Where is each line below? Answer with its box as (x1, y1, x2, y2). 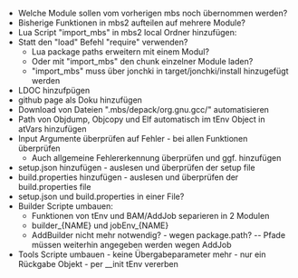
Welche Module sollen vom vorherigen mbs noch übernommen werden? (17, 8, 288, 18)
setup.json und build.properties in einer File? (17, 191, 185, 202)
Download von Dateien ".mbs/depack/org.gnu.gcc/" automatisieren (17, 104, 270, 114)
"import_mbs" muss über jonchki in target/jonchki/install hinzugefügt (31, 65, 289, 76)
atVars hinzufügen (17, 124, 87, 134)
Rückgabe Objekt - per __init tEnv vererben (17, 259, 179, 269)
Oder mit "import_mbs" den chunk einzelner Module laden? (31, 56, 254, 66)
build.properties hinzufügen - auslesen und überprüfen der (17, 172, 239, 183)
